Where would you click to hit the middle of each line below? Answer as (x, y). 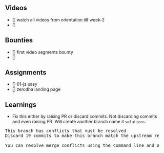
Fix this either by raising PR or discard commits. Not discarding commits (84, 116)
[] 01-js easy (25, 84)
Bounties (19, 40)
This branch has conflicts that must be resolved (66, 131)
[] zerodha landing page (36, 89)
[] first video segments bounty (42, 52)
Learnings (21, 105)
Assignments (26, 73)
